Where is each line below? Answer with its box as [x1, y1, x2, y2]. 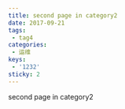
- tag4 [11, 33, 34, 42]
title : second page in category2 [8, 11, 118, 20]
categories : [8, 41, 47, 49]
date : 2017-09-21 [8, 19, 65, 27]
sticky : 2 [8, 70, 41, 78]
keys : [8, 56, 26, 64]
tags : [8, 26, 26, 34]
